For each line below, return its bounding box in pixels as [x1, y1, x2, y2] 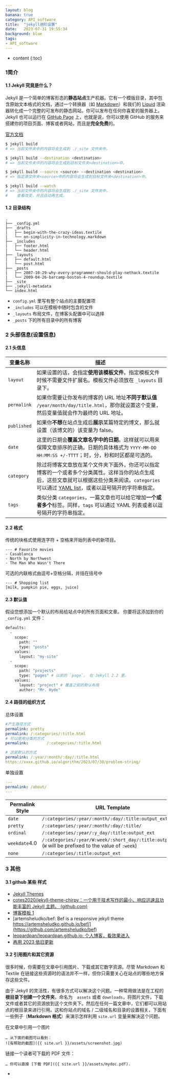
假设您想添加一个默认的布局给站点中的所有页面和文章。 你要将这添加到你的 [5, 608, 164, 615]
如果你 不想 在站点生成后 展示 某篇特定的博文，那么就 [36, 419, 160, 426]
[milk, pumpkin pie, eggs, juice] [5, 585, 79, 590]
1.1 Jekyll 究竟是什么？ [5, 83, 53, 89]
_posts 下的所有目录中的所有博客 [12, 317, 82, 323]
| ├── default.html [5, 257, 52, 262]
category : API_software [5, 17, 56, 22]
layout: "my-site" [18, 654, 58, 659]
